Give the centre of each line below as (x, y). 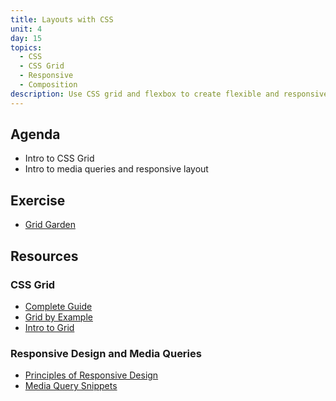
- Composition (48, 85)
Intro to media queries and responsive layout (116, 169)
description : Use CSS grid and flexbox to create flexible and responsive (169, 94)
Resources (44, 256)
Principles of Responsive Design (91, 375)
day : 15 (26, 38)
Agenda (35, 134)
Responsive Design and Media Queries (106, 353)
